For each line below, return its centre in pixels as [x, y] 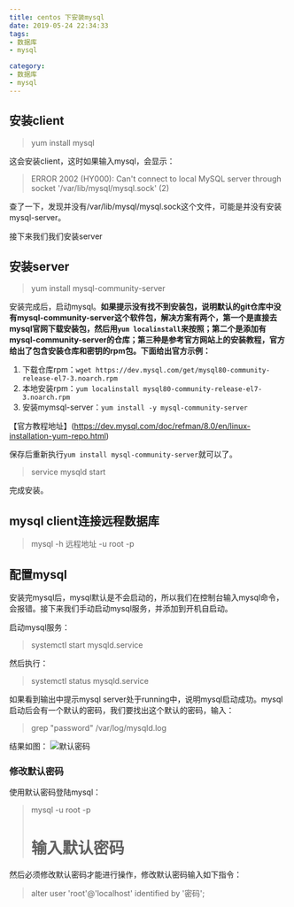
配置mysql [39, 575]
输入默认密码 [77, 848]
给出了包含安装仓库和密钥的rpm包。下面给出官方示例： [110, 351]
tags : [19, 34]
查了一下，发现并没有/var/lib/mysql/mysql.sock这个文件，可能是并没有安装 [146, 206]
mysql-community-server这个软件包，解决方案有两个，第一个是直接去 [147, 318]
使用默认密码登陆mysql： [55, 792]
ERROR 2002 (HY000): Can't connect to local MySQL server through [156, 179]
